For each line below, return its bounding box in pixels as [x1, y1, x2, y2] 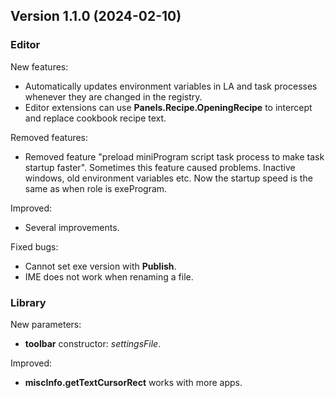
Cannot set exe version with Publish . [24, 260, 177, 272]
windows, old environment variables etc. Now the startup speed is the [24, 172, 313, 184]
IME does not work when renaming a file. [24, 270, 194, 283]
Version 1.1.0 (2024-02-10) [10, 8, 182, 25]
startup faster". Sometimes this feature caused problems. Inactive [24, 161, 296, 173]
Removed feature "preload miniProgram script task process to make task [24, 150, 325, 163]
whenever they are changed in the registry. [24, 90, 203, 103]
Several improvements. [24, 221, 120, 233]
